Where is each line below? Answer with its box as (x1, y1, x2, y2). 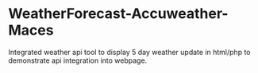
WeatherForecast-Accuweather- (8, 5, 229, 23)
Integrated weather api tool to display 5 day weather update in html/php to (8, 47, 251, 57)
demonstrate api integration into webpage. (8, 56, 148, 65)
